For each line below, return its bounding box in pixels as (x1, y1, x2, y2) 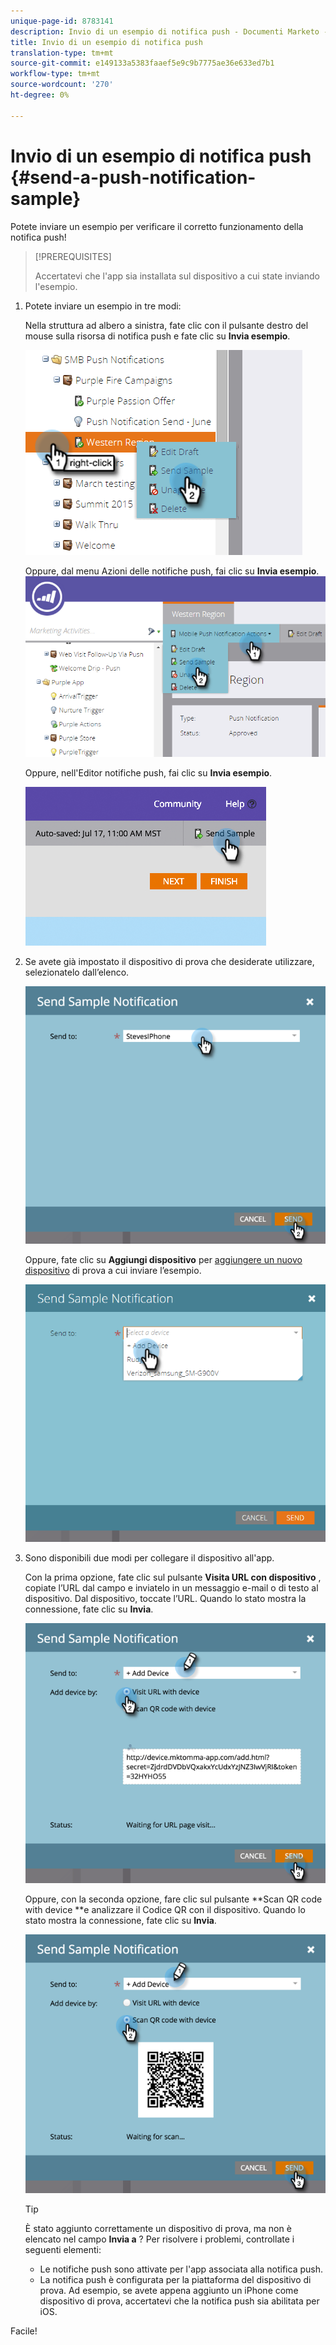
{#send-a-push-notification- (10, 166, 257, 189)
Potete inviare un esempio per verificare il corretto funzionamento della (10, 220, 304, 232)
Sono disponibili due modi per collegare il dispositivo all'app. (24, 1551, 275, 1564)
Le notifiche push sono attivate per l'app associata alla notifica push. (39, 2263, 323, 2275)
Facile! (10, 2325, 38, 2337)
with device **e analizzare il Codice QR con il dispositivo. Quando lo (24, 1904, 306, 1916)
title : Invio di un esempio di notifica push (10, 37, 203, 47)
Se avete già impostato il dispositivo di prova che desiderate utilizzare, (24, 956, 315, 968)
